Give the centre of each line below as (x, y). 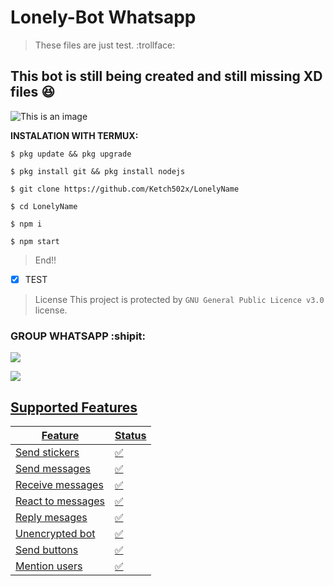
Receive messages (59, 484)
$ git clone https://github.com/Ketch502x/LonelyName (125, 189)
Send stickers (47, 452)
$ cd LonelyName (44, 206)
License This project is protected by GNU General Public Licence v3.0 (179, 299)
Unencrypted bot (55, 533)
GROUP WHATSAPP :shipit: (78, 336)
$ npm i (26, 224)
